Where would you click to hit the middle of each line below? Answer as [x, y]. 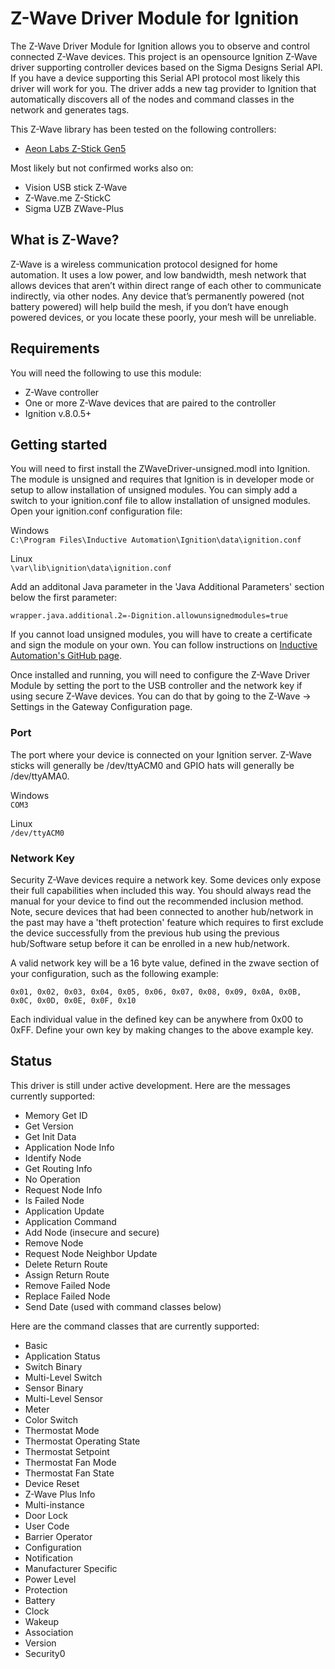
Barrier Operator [58, 1536]
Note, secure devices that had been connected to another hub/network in [162, 911]
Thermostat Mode [62, 1430]
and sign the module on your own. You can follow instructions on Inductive [164, 645]
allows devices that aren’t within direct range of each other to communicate [166, 285]
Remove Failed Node [67, 1285]
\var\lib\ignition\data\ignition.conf [91, 568]
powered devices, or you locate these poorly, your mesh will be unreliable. [163, 317]
